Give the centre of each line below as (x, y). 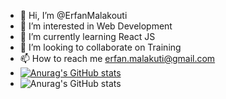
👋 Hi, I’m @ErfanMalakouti (73, 15)
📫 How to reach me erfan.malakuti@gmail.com (117, 58)
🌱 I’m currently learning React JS (87, 36)
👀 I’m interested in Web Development (96, 26)
